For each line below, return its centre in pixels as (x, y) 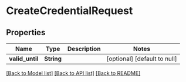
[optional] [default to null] (142, 59)
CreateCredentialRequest (70, 11)
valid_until (24, 59)
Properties (26, 33)
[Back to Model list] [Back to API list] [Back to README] (73, 73)
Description (84, 49)
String (53, 59)
